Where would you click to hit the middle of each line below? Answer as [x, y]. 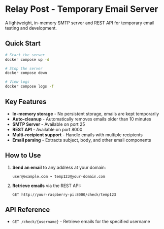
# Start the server [25, 55]
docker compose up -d [27, 59]
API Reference [28, 210]
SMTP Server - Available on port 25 [49, 124]
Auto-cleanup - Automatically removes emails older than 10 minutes [82, 119]
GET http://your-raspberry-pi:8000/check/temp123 [64, 194]
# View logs [17, 82]
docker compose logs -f [30, 87]
